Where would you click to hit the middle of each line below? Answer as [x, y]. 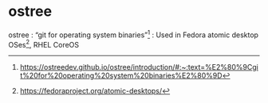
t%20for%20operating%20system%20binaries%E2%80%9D [121, 76]
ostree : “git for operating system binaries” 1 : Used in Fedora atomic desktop [134, 34]
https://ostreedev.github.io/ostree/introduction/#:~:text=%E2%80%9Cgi [139, 67]
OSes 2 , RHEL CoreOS [44, 44]
